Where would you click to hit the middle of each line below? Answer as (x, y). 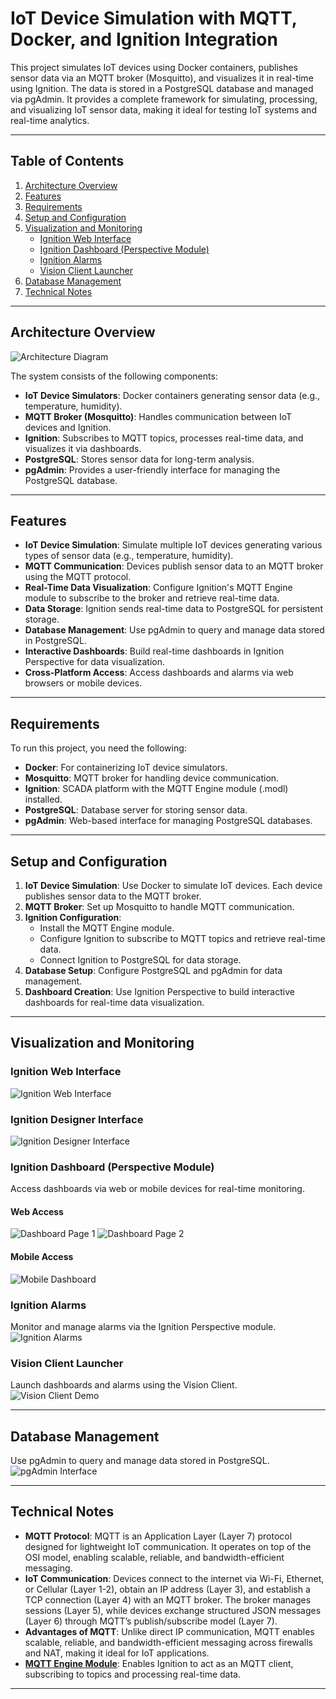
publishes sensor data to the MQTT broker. (113, 896)
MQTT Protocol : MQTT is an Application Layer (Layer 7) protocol (158, 1536)
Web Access (37, 1211)
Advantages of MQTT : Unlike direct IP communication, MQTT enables (169, 1631)
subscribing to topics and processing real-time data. (132, 1674)
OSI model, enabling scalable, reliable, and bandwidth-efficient (154, 1557)
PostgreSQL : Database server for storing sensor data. (136, 810)
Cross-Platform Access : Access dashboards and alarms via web (159, 673)
